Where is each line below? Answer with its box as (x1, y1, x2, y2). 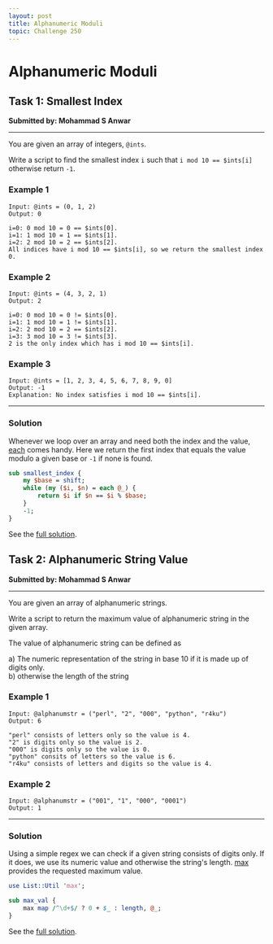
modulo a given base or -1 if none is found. (8, 453, 153, 463)
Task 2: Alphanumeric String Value (8, 553, 188, 566)
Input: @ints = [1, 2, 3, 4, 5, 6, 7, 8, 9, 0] (8, 377, 173, 385)
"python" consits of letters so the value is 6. (8, 752, 176, 761)
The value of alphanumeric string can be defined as (8, 638, 181, 648)
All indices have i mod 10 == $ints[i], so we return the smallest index (8, 245, 264, 253)
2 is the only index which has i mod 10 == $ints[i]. (8, 339, 195, 347)
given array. (8, 622, 49, 632)
